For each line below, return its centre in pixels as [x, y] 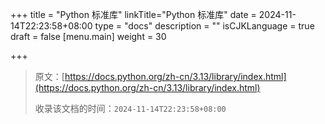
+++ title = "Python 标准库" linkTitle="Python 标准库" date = [133, 14]
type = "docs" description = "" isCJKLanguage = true [204, 26]
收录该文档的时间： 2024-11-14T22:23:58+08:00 [130, 108]
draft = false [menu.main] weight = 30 [88, 36]
